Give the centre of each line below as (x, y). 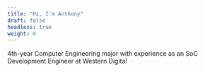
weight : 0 (22, 34)
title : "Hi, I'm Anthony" (45, 14)
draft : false (27, 20)
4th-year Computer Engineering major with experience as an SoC (102, 54)
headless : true (30, 27)
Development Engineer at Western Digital (67, 61)
